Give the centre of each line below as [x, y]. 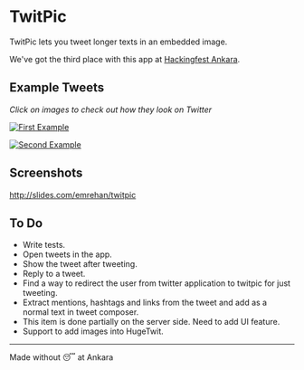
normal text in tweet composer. [81, 312]
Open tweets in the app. [67, 254]
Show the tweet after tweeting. [80, 264]
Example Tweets [57, 88]
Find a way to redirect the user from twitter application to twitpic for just [157, 283]
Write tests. [44, 245]
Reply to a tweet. [54, 274]
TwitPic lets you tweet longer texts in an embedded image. [119, 42]
